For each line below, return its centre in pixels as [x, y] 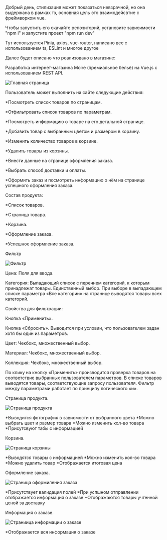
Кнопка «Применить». [29, 318]
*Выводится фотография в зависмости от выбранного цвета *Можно [80, 418]
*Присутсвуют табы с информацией [44, 428]
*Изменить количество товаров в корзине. [51, 141]
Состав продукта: [24, 195]
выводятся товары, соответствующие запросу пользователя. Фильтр [80, 383]
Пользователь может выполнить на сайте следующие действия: [74, 92]
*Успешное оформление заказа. [40, 244]
